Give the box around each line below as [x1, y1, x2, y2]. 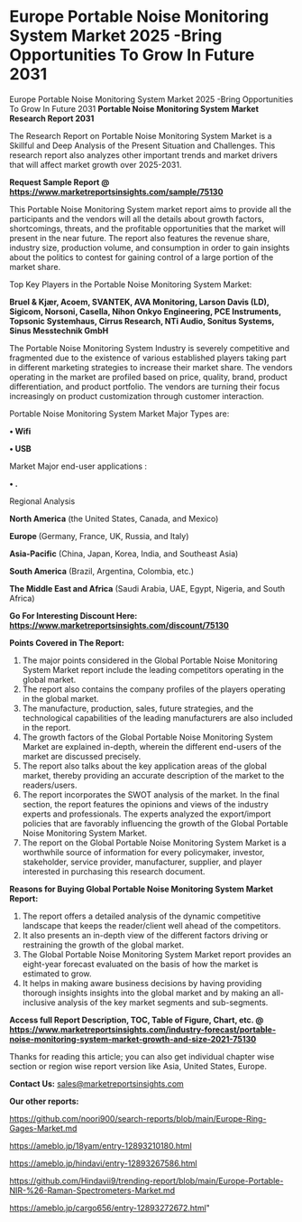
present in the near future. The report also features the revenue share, [9, 232, 270, 243]
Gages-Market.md [9, 1123, 78, 1133]
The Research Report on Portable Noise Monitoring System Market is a [9, 130, 272, 141]
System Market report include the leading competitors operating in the [22, 664, 284, 675]
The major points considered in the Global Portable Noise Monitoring [22, 655, 278, 666]
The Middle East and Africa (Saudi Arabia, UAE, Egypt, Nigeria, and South [9, 583, 286, 593]
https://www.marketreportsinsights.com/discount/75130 [9, 620, 230, 630]
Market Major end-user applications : [9, 461, 147, 471]
